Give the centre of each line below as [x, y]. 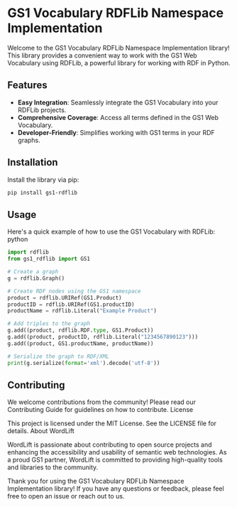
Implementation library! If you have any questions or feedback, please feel [116, 489]
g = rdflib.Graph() [36, 278]
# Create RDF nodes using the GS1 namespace [74, 291]
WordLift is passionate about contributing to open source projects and [110, 445]
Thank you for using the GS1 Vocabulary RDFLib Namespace [96, 481]
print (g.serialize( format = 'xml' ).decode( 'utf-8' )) [84, 363]
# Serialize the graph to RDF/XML [59, 356]
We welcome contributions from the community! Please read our [102, 402]
